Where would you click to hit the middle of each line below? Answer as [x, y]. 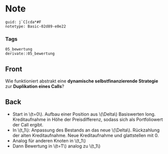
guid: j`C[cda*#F [23, 22]
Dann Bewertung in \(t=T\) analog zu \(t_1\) [56, 146]
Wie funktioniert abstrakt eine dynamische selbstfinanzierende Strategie [82, 81]
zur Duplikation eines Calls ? [35, 86]
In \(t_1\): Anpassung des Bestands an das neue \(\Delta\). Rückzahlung [86, 130]
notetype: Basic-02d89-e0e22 [36, 26]
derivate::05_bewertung [30, 54]
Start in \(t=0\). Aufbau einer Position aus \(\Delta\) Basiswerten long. [84, 114]
